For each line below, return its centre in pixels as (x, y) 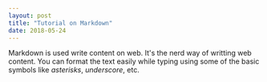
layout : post (30, 16)
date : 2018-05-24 (37, 30)
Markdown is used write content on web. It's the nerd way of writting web (130, 53)
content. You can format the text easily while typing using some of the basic (134, 61)
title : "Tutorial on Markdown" (61, 23)
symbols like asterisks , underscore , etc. (74, 70)
